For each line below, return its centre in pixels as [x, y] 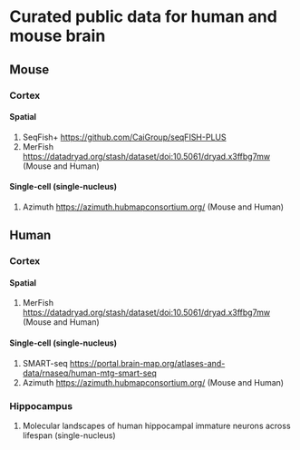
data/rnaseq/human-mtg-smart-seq [89, 373]
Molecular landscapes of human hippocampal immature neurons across [157, 426]
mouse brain [58, 36]
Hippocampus [41, 406]
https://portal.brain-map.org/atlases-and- [147, 363]
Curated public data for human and [144, 17]
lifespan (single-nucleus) [69, 435]
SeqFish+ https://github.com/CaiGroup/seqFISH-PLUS [124, 137]
